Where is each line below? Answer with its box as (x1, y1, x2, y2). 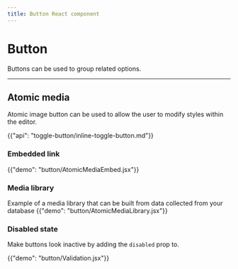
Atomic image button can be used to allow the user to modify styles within (7, 110, 224, 119)
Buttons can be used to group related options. (7, 64, 142, 73)
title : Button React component (7, 10, 100, 18)
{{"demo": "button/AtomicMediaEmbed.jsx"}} (7, 165, 140, 173)
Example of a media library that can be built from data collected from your (7, 199, 223, 207)
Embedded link (7, 149, 60, 159)
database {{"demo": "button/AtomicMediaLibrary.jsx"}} (7, 206, 168, 214)
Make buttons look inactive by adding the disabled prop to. (7, 240, 179, 248)
